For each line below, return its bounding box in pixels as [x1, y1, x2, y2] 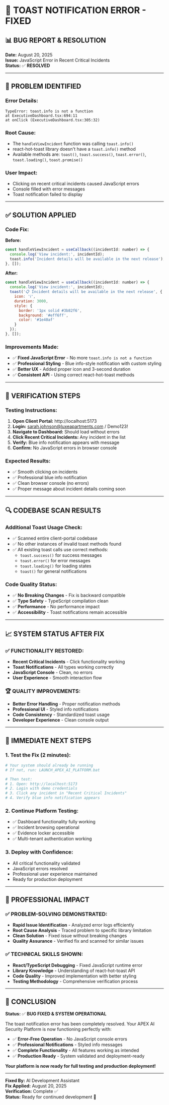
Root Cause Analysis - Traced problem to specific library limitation [12, 927, 152, 934]
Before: [5, 237, 21, 243]
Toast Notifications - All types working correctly [12, 664, 114, 670]
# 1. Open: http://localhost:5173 [5, 781, 78, 787]
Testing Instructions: [5, 407, 58, 414]
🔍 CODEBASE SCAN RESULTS [5, 506, 102, 514]
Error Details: [5, 97, 39, 104]
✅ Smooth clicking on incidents [12, 469, 78, 475]
